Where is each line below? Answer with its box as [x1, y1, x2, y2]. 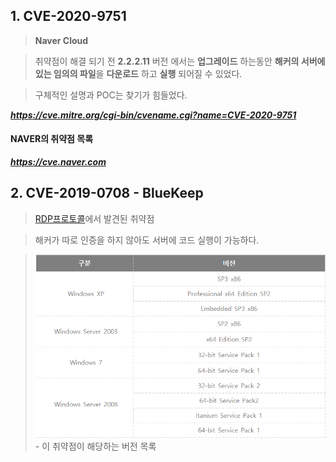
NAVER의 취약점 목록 [10, 133, 94, 145]
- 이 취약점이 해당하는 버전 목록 [34, 440, 157, 453]
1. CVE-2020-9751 [10, 8, 127, 25]
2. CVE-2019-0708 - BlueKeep [10, 185, 204, 202]
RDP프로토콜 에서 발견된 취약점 [34, 212, 155, 224]
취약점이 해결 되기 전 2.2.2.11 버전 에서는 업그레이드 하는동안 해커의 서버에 [34, 55, 326, 67]
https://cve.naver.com [10, 156, 107, 168]
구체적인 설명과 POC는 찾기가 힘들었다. [34, 89, 188, 101]
